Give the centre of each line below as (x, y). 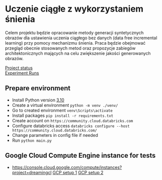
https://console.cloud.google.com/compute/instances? (67, 167)
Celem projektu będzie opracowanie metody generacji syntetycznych (74, 33)
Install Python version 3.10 (38, 100)
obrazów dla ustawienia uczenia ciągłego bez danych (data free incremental (81, 38)
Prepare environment (38, 88)
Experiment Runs (22, 73)
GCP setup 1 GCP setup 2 (78, 172)
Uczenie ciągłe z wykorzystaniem (74, 9)
